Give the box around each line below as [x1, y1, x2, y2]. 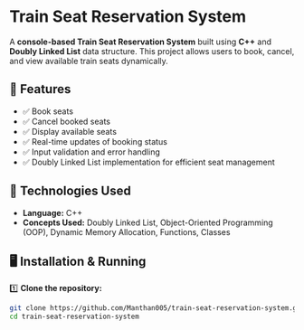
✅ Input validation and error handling [22, 146, 160, 157]
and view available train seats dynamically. [9, 55, 169, 66]
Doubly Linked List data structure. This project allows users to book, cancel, [9, 45, 295, 56]
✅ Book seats [22, 106, 74, 117]
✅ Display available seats [22, 126, 118, 137]
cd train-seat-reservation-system [9, 312, 140, 322]
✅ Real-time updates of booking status [22, 136, 167, 146]
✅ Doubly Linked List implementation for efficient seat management [22, 156, 276, 167]
